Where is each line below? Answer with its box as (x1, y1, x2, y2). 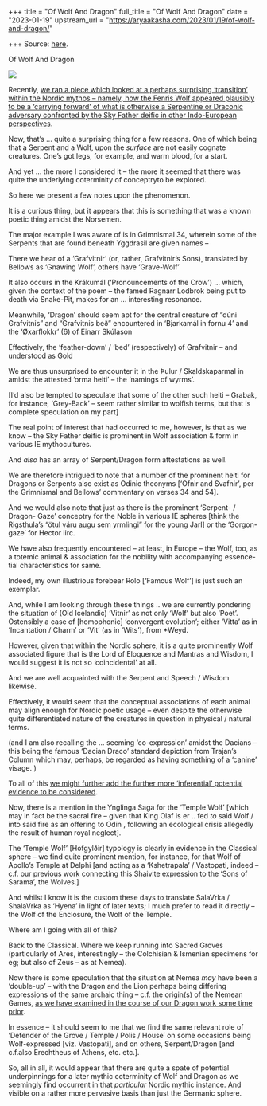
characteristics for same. (19, 561, 102, 570)
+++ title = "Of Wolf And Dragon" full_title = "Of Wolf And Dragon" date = (8, 7, 249, 16)
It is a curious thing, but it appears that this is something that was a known (8, 206, 252, 215)
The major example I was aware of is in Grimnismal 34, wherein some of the (8, 230, 257, 239)
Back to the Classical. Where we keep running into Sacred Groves (8, 940, 224, 950)
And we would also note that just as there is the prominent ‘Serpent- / (8, 503, 236, 512)
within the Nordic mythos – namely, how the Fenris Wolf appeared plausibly (8, 93, 255, 103)
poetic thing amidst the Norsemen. (8, 214, 122, 224)
